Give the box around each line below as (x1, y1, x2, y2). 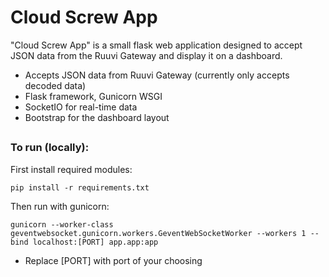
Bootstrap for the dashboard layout (24, 111, 170, 123)
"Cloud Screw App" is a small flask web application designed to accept (10, 39, 303, 51)
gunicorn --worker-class (10, 219, 114, 230)
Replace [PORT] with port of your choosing (24, 254, 203, 266)
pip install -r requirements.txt (10, 182, 150, 193)
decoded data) (24, 79, 87, 91)
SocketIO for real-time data (24, 101, 138, 113)
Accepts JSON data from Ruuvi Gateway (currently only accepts (24, 69, 290, 81)
